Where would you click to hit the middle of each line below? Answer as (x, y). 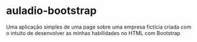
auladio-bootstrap (51, 11)
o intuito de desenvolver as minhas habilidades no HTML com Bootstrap (93, 33)
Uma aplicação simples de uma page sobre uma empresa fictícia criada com (99, 27)
